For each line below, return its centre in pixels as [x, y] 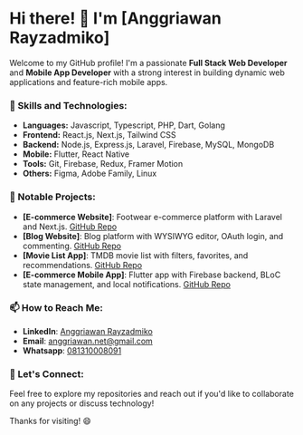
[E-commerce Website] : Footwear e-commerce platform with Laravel [152, 217]
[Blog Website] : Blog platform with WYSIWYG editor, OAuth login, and [153, 236]
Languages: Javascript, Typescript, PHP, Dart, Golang [124, 125]
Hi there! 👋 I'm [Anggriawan [115, 19]
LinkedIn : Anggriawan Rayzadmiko [88, 331]
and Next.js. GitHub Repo [70, 227]
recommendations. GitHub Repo [82, 265]
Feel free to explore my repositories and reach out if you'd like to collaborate [151, 394]
